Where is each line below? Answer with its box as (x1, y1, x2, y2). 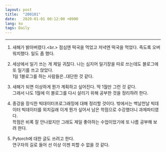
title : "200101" (5, 12, 41, 17)
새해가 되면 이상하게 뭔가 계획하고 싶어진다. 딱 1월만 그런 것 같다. (12, 84, 137, 90)
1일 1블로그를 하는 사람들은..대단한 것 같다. (12, 74, 94, 79)
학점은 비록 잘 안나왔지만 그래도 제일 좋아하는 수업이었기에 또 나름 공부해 (12, 119, 152, 125)
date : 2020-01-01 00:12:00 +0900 (5, 16, 79, 21)
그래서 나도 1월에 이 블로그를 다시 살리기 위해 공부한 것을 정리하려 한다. (12, 90, 149, 96)
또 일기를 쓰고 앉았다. (12, 67, 53, 73)
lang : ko (5, 21, 23, 26)
